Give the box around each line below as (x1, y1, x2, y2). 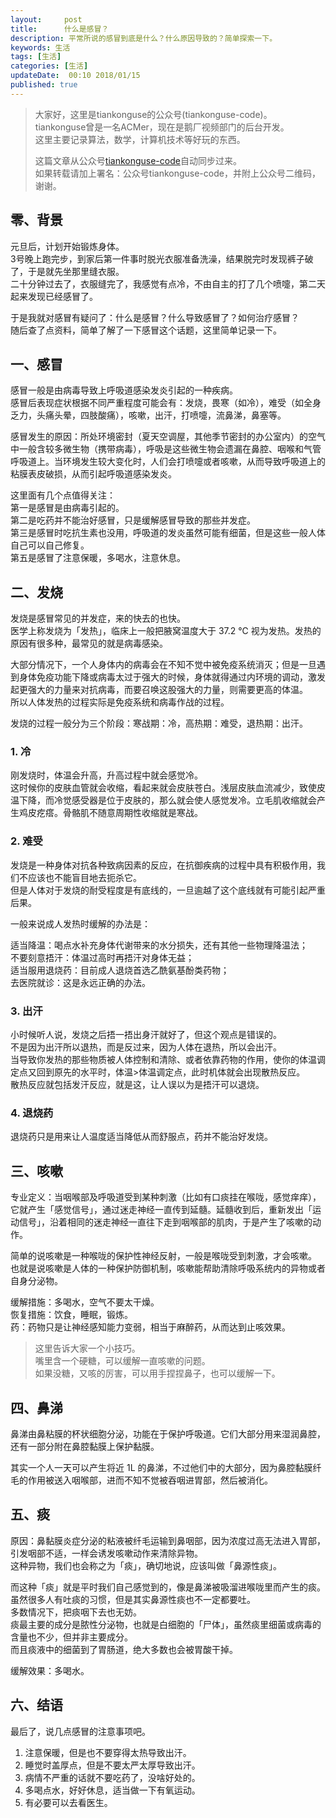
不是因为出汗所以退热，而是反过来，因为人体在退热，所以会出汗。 (10, 1041, 282, 1053)
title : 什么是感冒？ (10, 24, 110, 34)
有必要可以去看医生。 (24, 1796, 113, 1808)
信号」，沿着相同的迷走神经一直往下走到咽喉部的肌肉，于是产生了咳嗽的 (18, 1216, 313, 1228)
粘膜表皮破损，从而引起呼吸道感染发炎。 (10, 468, 177, 480)
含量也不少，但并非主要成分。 (10, 1631, 133, 1643)
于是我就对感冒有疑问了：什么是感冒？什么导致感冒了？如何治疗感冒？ (10, 311, 300, 323)
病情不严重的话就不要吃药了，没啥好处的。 (24, 1771, 201, 1783)
